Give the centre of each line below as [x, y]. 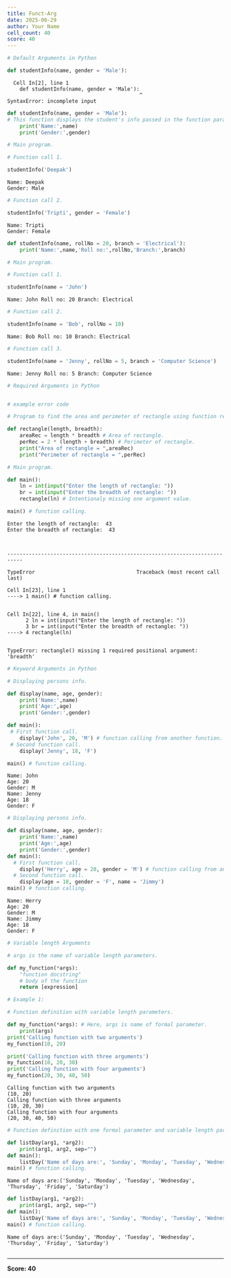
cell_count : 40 [29, 33]
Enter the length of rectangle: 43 [59, 524]
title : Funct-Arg [32, 13]
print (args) [36, 1031]
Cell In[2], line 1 [41, 83]
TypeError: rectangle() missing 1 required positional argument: [102, 650]
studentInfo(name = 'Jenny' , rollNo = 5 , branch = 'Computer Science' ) [112, 361]
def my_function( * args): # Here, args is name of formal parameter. [107, 1025]
